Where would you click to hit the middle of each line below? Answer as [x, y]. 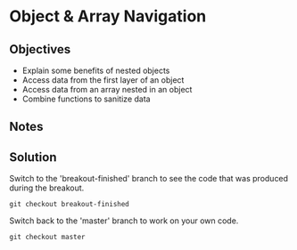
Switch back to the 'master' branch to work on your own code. [124, 221]
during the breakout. [47, 188]
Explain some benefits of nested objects [96, 70]
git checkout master [48, 238]
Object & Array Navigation [108, 16]
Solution [33, 157]
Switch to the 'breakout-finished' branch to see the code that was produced [148, 179]
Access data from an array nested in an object [107, 89]
